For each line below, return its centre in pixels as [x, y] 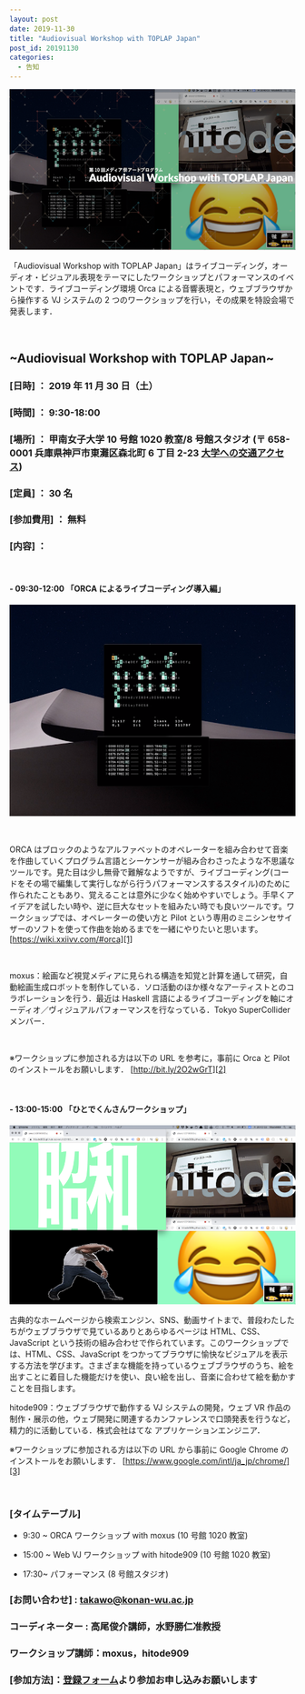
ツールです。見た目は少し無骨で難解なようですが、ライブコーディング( [142, 872]
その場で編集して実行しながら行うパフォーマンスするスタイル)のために [157, 883]
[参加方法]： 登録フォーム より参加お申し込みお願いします [133, 1679]
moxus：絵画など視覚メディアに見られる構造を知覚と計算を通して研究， [145, 975]
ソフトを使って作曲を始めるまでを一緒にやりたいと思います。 [148, 928]
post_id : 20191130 [44, 48]
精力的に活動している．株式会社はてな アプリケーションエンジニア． [137, 1430]
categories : [32, 58]
